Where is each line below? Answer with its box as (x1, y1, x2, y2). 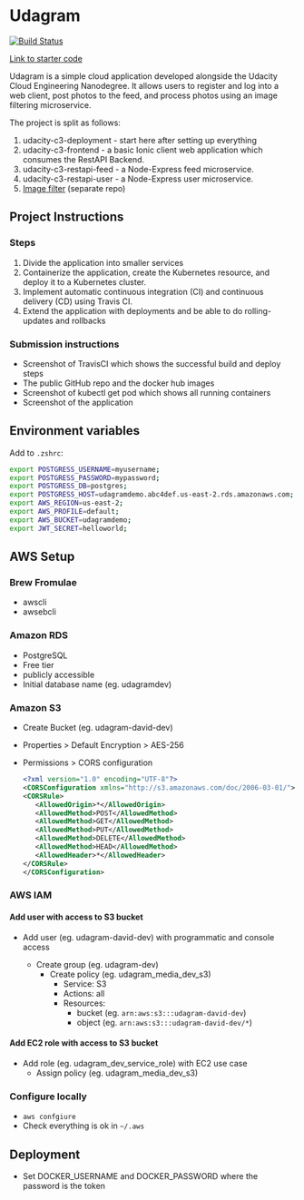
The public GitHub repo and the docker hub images (22, 378, 215, 389)
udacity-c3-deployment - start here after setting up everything (22, 134, 257, 145)
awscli (22, 596, 47, 608)
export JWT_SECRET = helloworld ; (9, 524, 128, 533)
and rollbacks (55, 315, 106, 326)
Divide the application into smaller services (22, 257, 184, 268)
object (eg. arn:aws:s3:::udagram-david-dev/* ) (76, 1017, 252, 1028)
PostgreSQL (22, 650, 68, 661)
